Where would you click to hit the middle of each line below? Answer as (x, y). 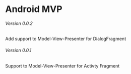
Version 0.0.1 (18, 50)
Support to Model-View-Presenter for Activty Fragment (62, 65)
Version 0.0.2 (19, 23)
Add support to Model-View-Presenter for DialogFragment (66, 39)
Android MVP (34, 9)
